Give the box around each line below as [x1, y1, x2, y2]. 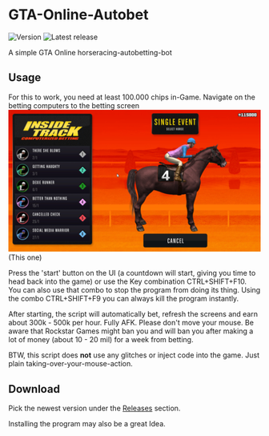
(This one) [8, 252, 42, 262]
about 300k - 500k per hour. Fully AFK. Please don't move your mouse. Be [8, 318, 255, 328]
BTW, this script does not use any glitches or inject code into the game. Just [8, 350, 260, 360]
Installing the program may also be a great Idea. [8, 419, 166, 429]
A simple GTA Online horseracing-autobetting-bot [8, 47, 172, 57]
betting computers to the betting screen [8, 100, 140, 110]
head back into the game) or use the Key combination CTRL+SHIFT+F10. [8, 277, 247, 286]
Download [8, 382, 60, 396]
